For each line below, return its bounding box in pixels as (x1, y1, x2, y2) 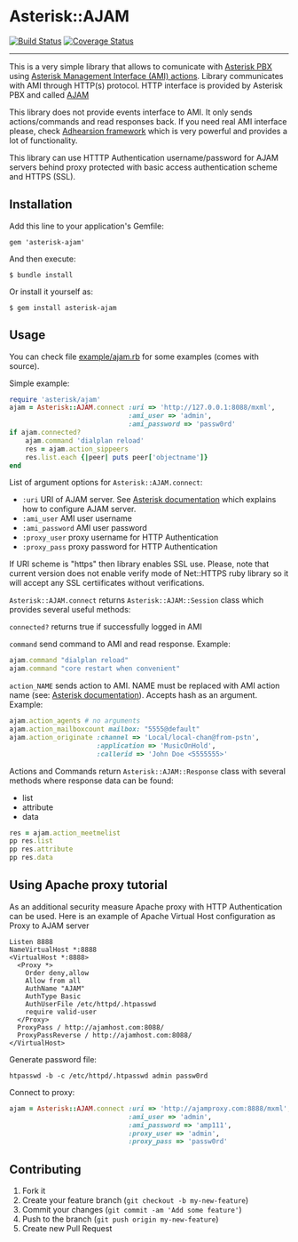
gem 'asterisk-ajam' (9, 237, 86, 246)
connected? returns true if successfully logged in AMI (9, 621, 202, 632)
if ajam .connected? (9, 429, 82, 437)
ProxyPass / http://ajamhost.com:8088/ (17, 1022, 165, 1032)
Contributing (9, 1162, 82, 1177)
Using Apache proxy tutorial (9, 877, 169, 893)
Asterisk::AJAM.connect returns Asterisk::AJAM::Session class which (9, 595, 264, 605)
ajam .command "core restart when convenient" (9, 664, 180, 673)
